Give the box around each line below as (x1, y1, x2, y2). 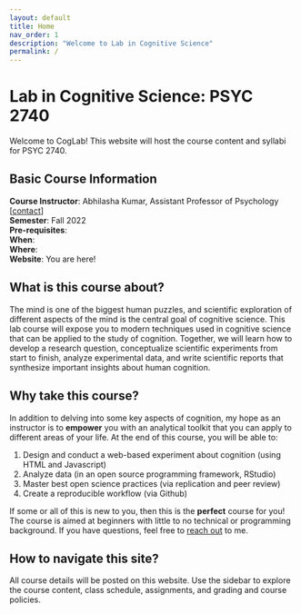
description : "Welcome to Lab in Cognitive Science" (9, 38, 214, 48)
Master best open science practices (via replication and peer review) (22, 478, 281, 489)
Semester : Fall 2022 (9, 214, 86, 225)
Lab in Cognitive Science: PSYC (9, 86, 254, 107)
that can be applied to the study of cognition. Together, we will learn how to (9, 332, 293, 343)
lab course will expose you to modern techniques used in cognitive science (9, 323, 292, 334)
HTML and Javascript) (22, 459, 107, 470)
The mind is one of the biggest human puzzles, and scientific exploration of (9, 303, 293, 314)
